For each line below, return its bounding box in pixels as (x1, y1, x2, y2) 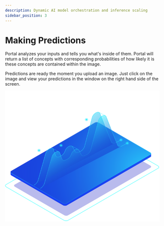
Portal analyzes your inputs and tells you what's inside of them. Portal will (5, 51, 154, 57)
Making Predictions (5, 35, 86, 46)
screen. (5, 81, 21, 87)
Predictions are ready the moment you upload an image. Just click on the (5, 71, 153, 77)
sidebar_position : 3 (5, 13, 47, 18)
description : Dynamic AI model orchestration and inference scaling (5, 8, 148, 13)
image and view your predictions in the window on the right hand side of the (5, 76, 159, 82)
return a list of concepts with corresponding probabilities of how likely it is (5, 56, 155, 62)
